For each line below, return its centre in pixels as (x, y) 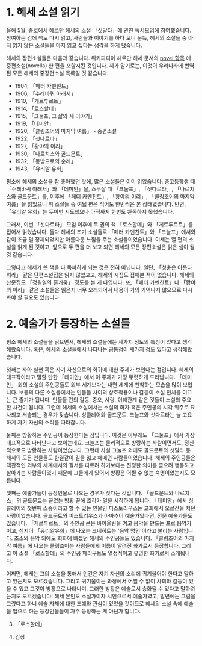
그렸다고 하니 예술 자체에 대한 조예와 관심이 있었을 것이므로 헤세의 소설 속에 (94, 603)
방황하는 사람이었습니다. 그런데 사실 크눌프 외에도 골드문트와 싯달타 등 (109, 450)
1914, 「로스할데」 (37, 108)
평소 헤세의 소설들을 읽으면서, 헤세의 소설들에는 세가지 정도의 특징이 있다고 (94, 341)
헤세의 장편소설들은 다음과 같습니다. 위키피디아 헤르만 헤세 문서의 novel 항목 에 (99, 58)
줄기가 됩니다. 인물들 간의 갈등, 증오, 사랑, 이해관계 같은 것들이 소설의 (99, 399)
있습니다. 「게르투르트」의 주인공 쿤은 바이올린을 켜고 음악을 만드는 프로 (91, 523)
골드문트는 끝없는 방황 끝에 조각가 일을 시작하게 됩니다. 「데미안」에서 (105, 500)
